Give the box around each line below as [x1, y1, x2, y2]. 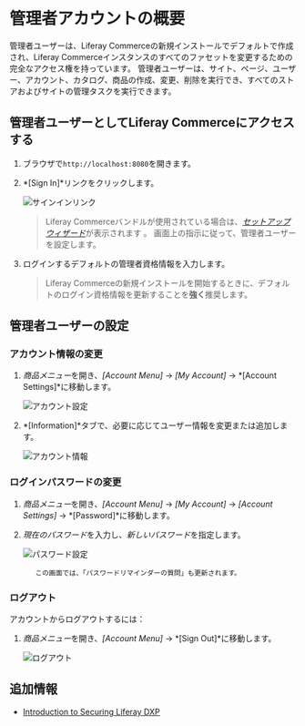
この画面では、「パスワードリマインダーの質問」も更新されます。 [35, 568, 241, 578]
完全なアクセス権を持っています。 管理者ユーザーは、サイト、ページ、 [9, 63, 273, 74]
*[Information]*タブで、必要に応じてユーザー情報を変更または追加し [22, 420, 280, 431]
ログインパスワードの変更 [9, 475, 122, 488]
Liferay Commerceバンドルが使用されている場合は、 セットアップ [45, 216, 291, 227]
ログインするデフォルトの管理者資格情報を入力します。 [22, 258, 230, 269]
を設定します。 [45, 239, 102, 250]
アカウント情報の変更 [9, 348, 103, 361]
